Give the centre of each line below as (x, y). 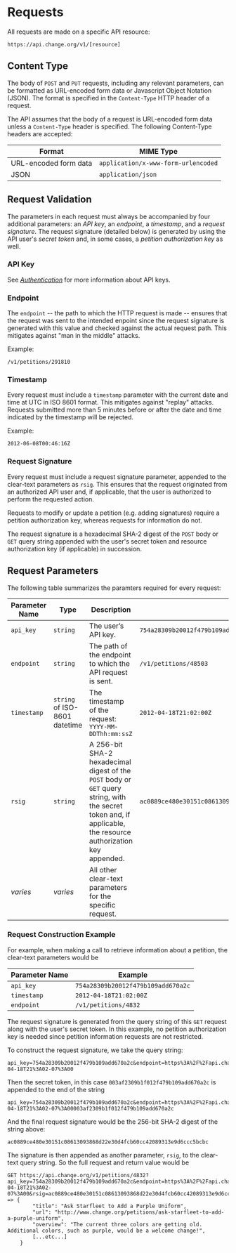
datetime (68, 725)
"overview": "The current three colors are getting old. (117, 1224)
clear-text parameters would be (53, 957)
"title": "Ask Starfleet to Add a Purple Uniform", (110, 1206)
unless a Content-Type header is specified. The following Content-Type (110, 126)
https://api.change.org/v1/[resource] (64, 44)
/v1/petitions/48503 (174, 663)
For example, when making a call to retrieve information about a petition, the (118, 950)
